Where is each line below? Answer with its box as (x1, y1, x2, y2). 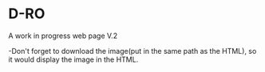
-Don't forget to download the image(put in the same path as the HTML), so (8, 46, 257, 55)
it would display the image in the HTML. (8, 55, 139, 64)
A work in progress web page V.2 (8, 31, 118, 40)
